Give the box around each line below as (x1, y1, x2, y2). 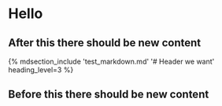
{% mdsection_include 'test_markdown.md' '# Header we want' (8, 57, 215, 66)
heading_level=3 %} (8, 65, 74, 75)
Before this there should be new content (8, 88, 209, 101)
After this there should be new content (8, 36, 202, 49)
